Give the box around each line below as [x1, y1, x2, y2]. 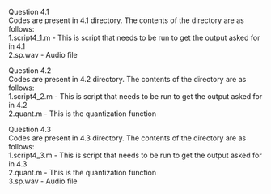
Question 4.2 [8, 66, 52, 75]
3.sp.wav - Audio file [8, 176, 78, 186]
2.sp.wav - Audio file [8, 50, 78, 59]
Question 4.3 [8, 125, 51, 134]
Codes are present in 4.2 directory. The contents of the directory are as [8, 75, 247, 84]
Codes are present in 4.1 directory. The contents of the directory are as [8, 15, 244, 25]
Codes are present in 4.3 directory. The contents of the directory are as [8, 133, 247, 143]
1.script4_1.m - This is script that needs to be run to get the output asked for [8, 32, 260, 42]
